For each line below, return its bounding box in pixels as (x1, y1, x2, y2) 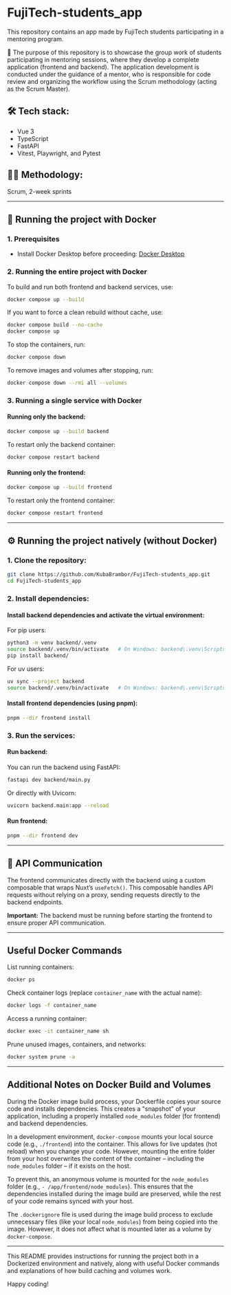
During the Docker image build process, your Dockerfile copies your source (7, 1097, 221, 1105)
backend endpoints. (7, 898, 64, 906)
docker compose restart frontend (7, 509, 103, 516)
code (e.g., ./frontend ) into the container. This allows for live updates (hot (7, 1140, 218, 1148)
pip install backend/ (7, 652, 69, 659)
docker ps (7, 976, 36, 984)
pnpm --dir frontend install (7, 714, 91, 721)
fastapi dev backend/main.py (7, 776, 91, 783)
